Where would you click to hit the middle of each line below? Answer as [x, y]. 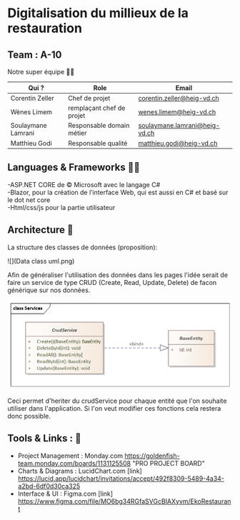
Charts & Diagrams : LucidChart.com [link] [80, 471]
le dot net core [29, 200]
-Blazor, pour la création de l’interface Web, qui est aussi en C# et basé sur [118, 192]
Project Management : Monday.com [70, 456]
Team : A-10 [35, 55]
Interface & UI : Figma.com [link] [65, 494]
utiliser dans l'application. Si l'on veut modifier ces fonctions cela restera [114, 409]
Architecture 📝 [40, 230]
